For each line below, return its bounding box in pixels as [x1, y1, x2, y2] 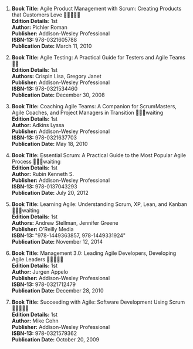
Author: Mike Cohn [11, 317, 59, 324]
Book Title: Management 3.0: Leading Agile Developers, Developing [11, 250, 177, 257]
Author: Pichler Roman [11, 24, 67, 31]
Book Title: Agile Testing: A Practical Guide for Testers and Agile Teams [11, 54, 186, 61]
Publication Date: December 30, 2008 [11, 91, 105, 98]
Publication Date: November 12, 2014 [11, 238, 103, 245]
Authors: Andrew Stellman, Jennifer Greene [11, 220, 118, 226]
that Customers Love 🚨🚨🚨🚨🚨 [11, 11, 81, 18]
